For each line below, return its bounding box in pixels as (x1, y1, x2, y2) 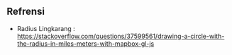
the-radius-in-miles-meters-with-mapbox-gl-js (16, 39, 155, 48)
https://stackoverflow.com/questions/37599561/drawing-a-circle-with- (16, 32, 225, 40)
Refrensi (6, 6, 45, 18)
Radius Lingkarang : (16, 24, 75, 32)
